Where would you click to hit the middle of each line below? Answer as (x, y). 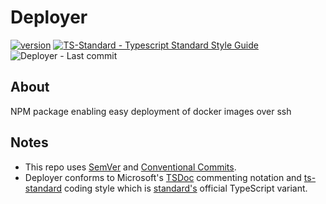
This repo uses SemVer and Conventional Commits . (130, 167)
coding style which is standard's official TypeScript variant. (185, 188)
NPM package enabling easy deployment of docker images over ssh (151, 111)
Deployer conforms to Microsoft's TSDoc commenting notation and (163, 177)
